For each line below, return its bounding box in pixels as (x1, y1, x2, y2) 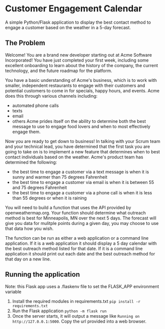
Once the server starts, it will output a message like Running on (12, 313, 140, 319)
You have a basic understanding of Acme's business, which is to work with (5, 77, 157, 83)
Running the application (5, 270, 80, 279)
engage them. (12, 129, 41, 135)
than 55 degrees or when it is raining (12, 195, 87, 201)
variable (5, 289, 22, 294)
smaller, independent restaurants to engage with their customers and (5, 82, 145, 88)
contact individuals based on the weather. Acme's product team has (5, 154, 144, 160)
